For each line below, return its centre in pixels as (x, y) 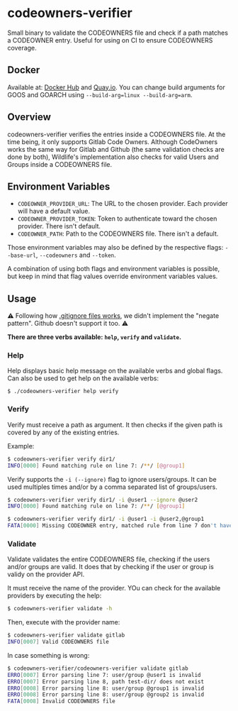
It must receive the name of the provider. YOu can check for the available (114, 588)
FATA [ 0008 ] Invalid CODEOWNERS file (61, 701)
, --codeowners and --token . (76, 255)
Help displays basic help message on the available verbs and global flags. (115, 371)
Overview (29, 117)
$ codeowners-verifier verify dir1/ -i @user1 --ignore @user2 (103, 500)
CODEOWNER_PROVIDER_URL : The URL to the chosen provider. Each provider (123, 204)
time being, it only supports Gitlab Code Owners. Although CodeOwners (113, 142)
